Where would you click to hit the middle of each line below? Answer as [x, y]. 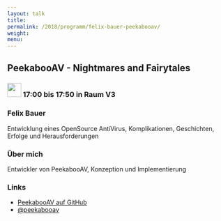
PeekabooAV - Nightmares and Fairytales [99, 68]
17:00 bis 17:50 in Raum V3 [69, 95]
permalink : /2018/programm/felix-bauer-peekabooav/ [84, 26]
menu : [15, 40]
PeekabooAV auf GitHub [52, 202]
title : [17, 20]
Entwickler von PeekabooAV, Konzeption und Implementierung [97, 169]
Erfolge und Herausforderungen [53, 136]
